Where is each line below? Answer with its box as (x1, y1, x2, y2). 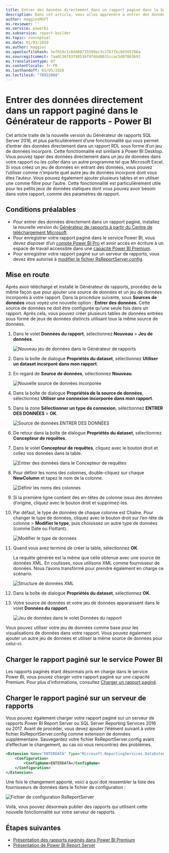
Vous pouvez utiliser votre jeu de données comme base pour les (6, 625, 138, 631)
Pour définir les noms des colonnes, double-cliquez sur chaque (13, 470, 144, 476)
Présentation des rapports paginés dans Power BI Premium (13, 837, 135, 843)
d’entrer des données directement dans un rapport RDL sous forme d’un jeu (6, 143, 162, 149)
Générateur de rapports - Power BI (6, 116, 152, 127)
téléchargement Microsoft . (13, 229, 68, 235)
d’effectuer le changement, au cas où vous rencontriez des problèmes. (6, 742, 152, 748)
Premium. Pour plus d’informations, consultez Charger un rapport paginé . (6, 679, 157, 685)
